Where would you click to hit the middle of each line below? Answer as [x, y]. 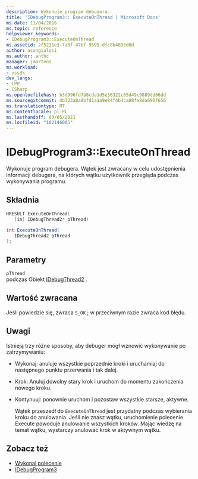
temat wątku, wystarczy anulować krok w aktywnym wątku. [88, 429]
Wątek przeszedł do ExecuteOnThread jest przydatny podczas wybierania [103, 411]
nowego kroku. [33, 388]
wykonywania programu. [37, 181]
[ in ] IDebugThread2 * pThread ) [51, 219]
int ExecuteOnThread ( [33, 230]
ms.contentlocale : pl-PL [37, 112]
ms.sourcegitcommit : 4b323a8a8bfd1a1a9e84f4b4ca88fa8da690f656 [86, 100]
